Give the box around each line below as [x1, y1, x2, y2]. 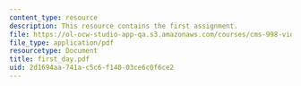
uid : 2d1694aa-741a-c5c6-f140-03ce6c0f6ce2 [9, 64, 175, 73]
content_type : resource [9, 13, 99, 22]
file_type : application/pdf [9, 38, 115, 47]
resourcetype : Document [9, 47, 99, 56]
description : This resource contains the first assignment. [9, 21, 239, 30]
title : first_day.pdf [9, 55, 90, 64]
